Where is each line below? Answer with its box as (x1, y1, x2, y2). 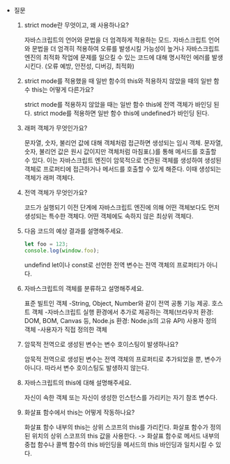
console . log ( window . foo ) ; (24, 247, 100, 254)
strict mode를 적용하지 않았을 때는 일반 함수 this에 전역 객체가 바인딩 (24, 100, 213, 108)
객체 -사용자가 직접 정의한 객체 (24, 325, 108, 334)
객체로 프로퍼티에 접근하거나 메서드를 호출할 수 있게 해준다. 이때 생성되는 (24, 165, 222, 173)
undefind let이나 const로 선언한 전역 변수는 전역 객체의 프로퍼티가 (24, 260, 206, 269)
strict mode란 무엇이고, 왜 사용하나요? (24, 21, 129, 29)
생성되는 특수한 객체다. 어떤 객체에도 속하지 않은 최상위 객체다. (24, 212, 194, 220)
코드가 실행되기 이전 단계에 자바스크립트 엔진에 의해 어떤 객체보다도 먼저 (24, 203, 220, 211)
